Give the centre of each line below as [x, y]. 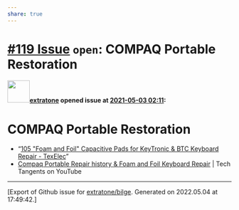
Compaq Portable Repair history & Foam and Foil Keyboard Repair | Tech [124, 164]
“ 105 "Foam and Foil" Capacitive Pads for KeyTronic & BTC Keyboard [118, 149]
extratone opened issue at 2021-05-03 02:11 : [98, 100]
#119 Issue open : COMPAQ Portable [112, 49]
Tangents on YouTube [49, 172]
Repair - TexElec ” [43, 157]
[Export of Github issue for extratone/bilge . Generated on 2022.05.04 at [113, 192]
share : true [25, 14]
